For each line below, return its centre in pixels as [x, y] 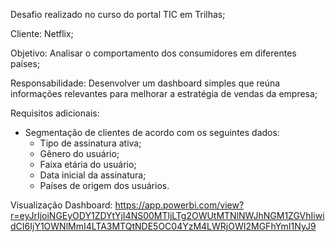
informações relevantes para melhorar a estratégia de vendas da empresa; [164, 93]
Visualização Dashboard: [61, 205]
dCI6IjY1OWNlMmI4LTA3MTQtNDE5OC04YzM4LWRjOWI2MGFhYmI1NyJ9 [163, 226]
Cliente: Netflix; [42, 33]
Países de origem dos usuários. [104, 185]
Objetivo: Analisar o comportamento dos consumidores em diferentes [153, 53]
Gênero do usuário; [79, 153]
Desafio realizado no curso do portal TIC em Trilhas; [118, 14]
